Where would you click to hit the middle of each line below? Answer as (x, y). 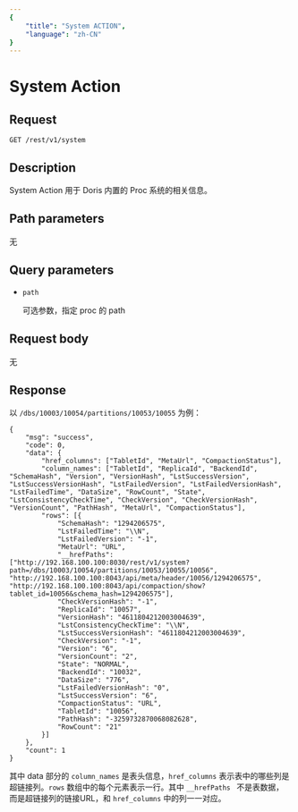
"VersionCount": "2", (98, 657)
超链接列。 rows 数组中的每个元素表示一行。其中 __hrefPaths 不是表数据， (147, 787)
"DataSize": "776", (93, 681)
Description (43, 168)
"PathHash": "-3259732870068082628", (128, 719)
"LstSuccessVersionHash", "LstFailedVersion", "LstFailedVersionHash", (145, 485)
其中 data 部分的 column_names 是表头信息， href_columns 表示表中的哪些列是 (149, 776)
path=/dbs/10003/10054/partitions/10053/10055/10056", (114, 571)
